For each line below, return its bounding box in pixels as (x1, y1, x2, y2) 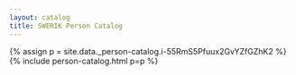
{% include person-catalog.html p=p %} (9, 55, 159, 66)
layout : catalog (9, 12, 70, 22)
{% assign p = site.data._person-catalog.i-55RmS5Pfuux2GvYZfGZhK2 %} (9, 46, 287, 56)
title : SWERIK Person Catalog (9, 21, 124, 30)
